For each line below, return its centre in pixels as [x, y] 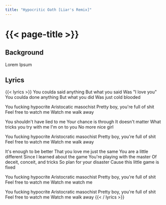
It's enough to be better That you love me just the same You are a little [77, 151]
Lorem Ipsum [19, 65]
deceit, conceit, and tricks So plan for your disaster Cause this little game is [82, 162]
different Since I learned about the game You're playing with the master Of [81, 157]
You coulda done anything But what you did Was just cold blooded [73, 97]
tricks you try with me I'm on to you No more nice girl [59, 127]
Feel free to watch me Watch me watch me [49, 182]
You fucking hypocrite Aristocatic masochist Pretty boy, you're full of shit [80, 107]
